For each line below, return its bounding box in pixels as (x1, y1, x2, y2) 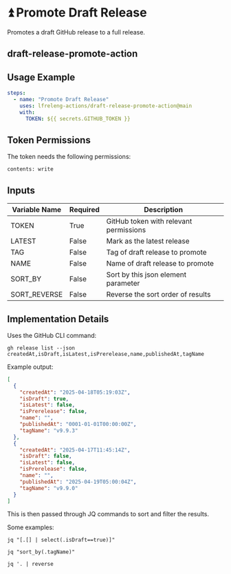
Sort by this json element (106, 270, 187, 279)
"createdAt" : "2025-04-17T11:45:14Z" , (19, 446, 131, 454)
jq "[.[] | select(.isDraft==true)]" (7, 537, 115, 544)
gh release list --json (7, 344, 76, 352)
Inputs (7, 184, 36, 196)
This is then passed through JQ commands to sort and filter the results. (7, 510, 210, 518)
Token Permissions (7, 134, 91, 146)
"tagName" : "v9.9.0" (19, 485, 78, 491)
